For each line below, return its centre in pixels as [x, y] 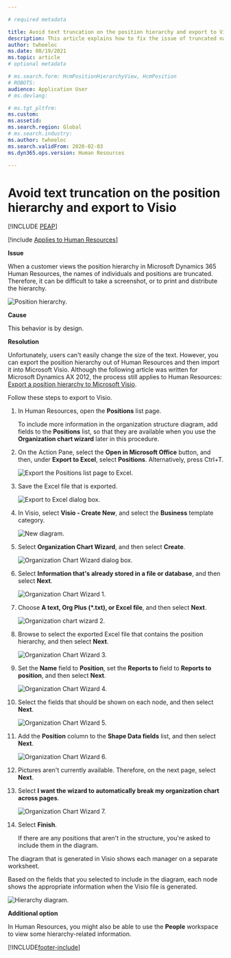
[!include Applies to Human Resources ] [63, 240]
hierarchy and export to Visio [92, 207]
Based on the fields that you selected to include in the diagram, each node [113, 880]
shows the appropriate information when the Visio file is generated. [103, 887]
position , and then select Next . [62, 676]
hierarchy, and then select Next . [63, 641]
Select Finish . [37, 825]
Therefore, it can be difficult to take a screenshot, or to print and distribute [113, 281]
